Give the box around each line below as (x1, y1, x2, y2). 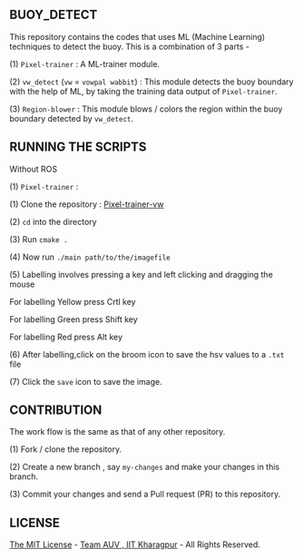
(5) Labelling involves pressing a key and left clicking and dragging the (9, 269, 274, 279)
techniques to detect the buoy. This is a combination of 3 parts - (9, 41, 249, 52)
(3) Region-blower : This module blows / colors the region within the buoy (9, 103, 283, 114)
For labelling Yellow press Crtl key (9, 296, 136, 307)
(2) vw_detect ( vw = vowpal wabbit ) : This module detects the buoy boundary (9, 76, 294, 87)
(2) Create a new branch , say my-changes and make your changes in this (9, 462, 280, 473)
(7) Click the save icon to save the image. (9, 376, 163, 387)
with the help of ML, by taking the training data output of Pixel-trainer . (9, 85, 279, 96)
